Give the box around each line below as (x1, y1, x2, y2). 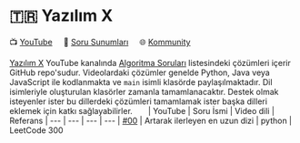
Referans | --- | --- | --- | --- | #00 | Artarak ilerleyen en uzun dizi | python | (9, 115, 293, 126)
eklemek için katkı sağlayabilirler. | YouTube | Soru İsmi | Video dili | (9, 105, 275, 116)
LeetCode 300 (9, 124, 64, 136)
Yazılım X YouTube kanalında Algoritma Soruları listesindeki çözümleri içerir (9, 57, 291, 68)
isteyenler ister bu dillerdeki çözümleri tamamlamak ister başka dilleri (9, 96, 268, 107)
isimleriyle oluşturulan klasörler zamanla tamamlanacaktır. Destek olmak (9, 86, 279, 97)
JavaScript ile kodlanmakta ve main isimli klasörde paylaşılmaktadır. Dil (9, 76, 273, 87)
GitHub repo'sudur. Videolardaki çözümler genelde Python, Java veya (9, 67, 270, 78)
